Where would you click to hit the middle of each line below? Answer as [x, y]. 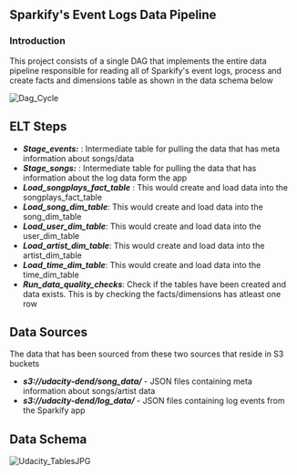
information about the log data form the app [105, 178]
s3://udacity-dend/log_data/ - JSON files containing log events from [154, 401]
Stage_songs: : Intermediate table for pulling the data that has [139, 168]
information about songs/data [78, 158]
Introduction [37, 41]
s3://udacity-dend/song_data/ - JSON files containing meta [138, 381]
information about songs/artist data [89, 391]
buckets [25, 364]
